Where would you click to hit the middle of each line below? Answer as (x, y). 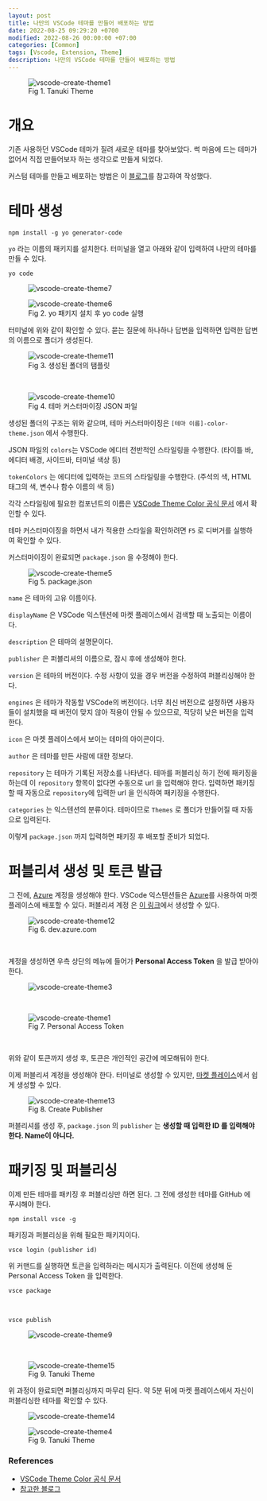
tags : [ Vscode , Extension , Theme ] (66, 52)
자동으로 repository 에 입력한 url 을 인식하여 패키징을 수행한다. (122, 793)
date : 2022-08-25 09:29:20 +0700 (64, 30)
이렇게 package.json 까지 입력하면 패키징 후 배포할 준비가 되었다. (109, 836)
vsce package (30, 1290)
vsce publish (30, 1320)
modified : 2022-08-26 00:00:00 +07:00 (72, 38)
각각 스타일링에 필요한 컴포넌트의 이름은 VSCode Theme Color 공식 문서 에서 (129, 503)
